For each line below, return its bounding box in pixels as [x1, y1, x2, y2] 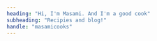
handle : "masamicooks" [6, 23, 73, 30]
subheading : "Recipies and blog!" [6, 17, 107, 24]
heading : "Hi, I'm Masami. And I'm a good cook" [6, 10, 151, 17]
